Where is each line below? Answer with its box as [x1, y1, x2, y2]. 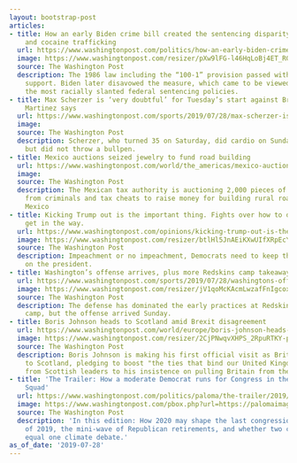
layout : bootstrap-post [9, 12, 97, 22]
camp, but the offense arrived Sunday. [25, 309, 172, 319]
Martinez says [25, 104, 77, 112]
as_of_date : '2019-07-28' [9, 441, 104, 450]
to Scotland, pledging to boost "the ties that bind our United [25, 359, 267, 367]
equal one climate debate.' [25, 433, 128, 442]
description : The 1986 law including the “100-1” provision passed [17, 71, 271, 80]
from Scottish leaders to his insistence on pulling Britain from [25, 367, 275, 376]
